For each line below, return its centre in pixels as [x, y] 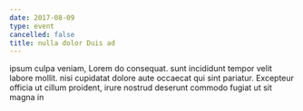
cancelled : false [42, 34]
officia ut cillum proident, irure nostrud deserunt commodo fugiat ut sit [141, 88]
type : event [32, 26]
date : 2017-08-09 [42, 18]
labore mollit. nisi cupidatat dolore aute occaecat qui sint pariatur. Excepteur [152, 79]
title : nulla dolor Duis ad [63, 43]
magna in [27, 97]
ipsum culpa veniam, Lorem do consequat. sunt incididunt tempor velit [141, 69]
